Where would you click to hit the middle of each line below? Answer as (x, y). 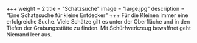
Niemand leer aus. (29, 35)
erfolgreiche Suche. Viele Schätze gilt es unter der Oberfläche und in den (98, 21)
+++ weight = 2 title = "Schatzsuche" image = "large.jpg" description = (95, 9)
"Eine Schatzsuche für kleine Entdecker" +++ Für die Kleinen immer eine (97, 15)
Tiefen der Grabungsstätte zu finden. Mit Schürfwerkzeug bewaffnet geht (99, 28)
